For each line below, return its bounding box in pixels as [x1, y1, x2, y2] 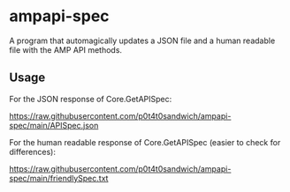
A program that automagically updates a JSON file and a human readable [9, 35, 276, 46]
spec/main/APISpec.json [9, 120, 99, 130]
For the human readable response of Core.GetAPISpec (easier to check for [9, 137, 281, 147]
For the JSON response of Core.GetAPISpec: [9, 93, 172, 104]
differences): [9, 146, 56, 157]
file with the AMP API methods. [9, 44, 122, 55]
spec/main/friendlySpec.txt [9, 173, 109, 183]
